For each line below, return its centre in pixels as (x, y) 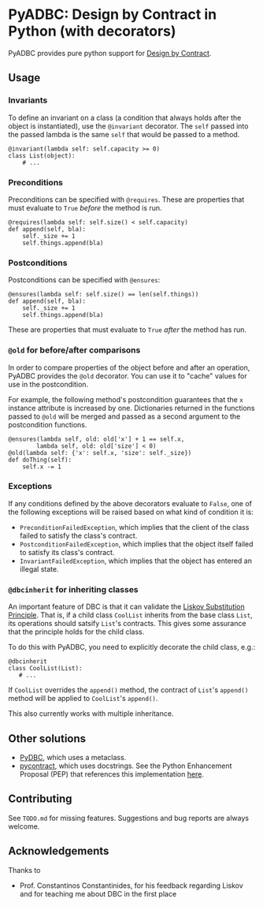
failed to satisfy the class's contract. (78, 535)
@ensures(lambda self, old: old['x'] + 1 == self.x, (96, 439)
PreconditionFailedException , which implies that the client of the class (134, 527)
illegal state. (39, 569)
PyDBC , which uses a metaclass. (73, 757)
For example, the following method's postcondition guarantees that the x (126, 399)
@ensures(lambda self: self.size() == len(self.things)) (104, 295)
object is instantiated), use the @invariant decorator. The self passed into (128, 126)
